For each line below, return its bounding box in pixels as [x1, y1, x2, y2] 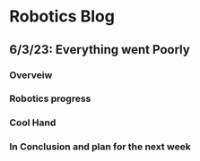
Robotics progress [9, 92, 91, 105]
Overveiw [9, 69, 53, 81]
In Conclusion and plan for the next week [9, 140, 191, 153]
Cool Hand [9, 116, 57, 129]
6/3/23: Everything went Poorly [9, 42, 190, 57]
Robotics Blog [9, 6, 115, 27]
